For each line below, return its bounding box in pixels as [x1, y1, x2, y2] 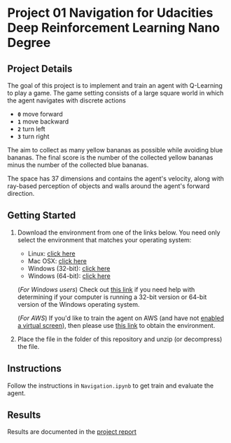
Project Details [7, 62, 73, 74]
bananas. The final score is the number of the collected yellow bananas [7, 153, 213, 161]
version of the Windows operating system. [17, 300, 140, 308]
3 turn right [17, 132, 50, 140]
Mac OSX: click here [27, 256, 87, 265]
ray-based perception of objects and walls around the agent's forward [7, 182, 210, 190]
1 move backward [17, 117, 69, 126]
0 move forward [17, 110, 63, 118]
